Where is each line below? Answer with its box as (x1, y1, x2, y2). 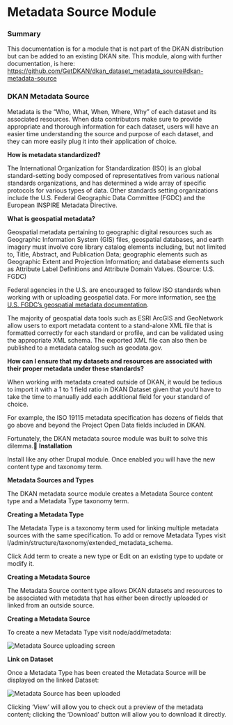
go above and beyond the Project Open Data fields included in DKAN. (7, 421, 207, 429)
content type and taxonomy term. (7, 462, 103, 471)
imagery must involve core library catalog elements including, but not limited (7, 243, 227, 251)
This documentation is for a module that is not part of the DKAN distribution (7, 44, 224, 53)
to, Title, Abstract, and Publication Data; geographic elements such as (7, 250, 207, 258)
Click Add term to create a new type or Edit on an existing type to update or (7, 552, 224, 560)
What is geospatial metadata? (7, 214, 96, 222)
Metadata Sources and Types (7, 475, 94, 484)
